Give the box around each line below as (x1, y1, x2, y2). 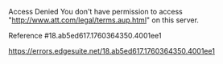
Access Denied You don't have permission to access (8, 7, 183, 16)
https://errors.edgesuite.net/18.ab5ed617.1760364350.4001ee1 (8, 46, 216, 55)
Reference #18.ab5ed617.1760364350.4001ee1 (8, 31, 162, 40)
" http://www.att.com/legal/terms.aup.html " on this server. (8, 15, 200, 25)
